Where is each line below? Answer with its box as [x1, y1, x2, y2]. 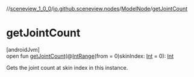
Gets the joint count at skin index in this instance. [6, 64, 128, 71]
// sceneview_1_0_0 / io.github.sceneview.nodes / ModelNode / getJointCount [6, 5, 188, 12]
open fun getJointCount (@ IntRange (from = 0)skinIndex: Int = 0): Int [6, 52, 174, 60]
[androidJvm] [6, 46, 40, 53]
